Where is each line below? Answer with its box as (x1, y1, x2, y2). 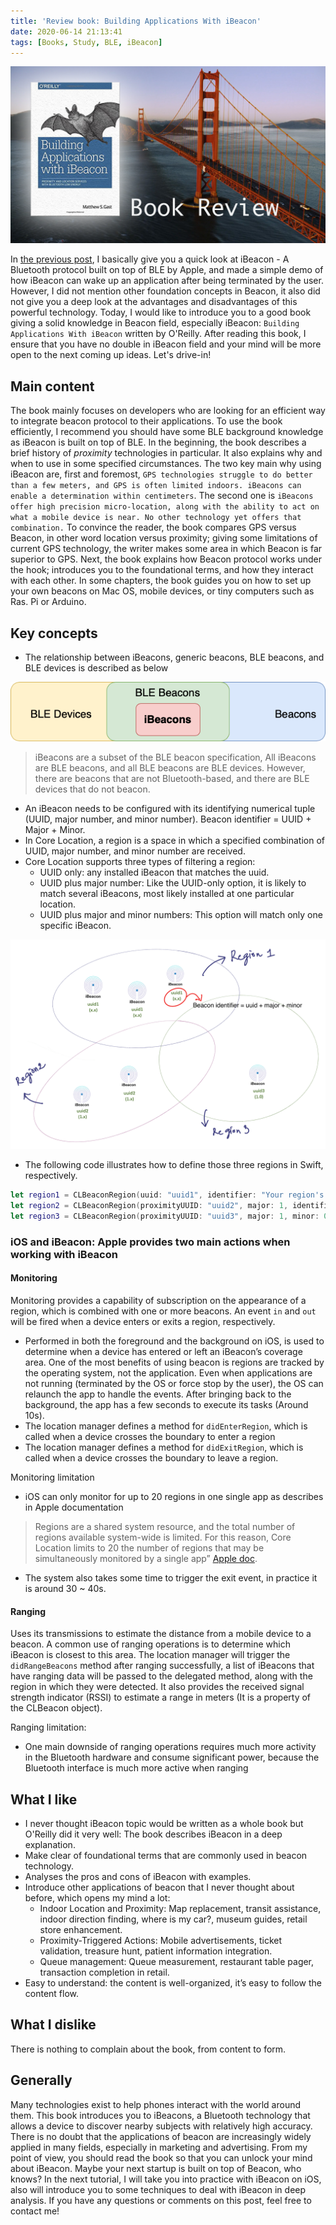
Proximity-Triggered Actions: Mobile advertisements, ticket (39, 1935, 283, 1947)
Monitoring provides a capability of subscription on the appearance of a (10, 1295, 307, 1307)
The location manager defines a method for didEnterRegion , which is (24, 1420, 308, 1432)
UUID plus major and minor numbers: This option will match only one (39, 908, 323, 920)
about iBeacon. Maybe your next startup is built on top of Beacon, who (10, 2162, 302, 2174)
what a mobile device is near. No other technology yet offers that (10, 513, 302, 523)
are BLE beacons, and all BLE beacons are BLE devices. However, (34, 761, 306, 774)
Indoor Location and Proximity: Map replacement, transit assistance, (39, 1903, 322, 1915)
